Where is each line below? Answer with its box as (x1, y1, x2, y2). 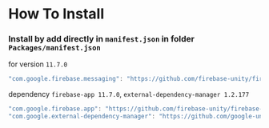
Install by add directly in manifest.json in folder (8, 34, 195, 45)
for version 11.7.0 (8, 59, 68, 69)
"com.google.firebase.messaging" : (8, 75, 124, 83)
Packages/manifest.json (8, 43, 102, 53)
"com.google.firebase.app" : (8, 105, 102, 113)
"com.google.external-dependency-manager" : (8, 113, 156, 121)
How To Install (8, 5, 105, 23)
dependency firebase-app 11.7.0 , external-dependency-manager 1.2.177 (8, 90, 250, 99)
